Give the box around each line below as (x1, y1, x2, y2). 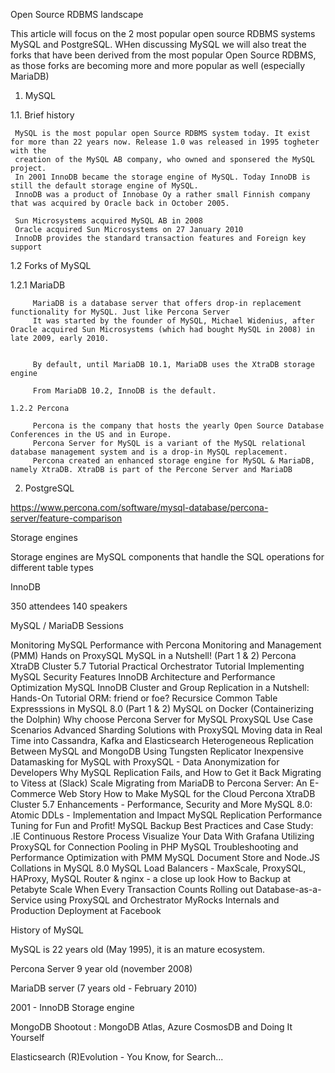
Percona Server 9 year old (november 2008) (10, 963, 193, 974)
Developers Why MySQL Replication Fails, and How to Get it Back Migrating (10, 767, 322, 778)
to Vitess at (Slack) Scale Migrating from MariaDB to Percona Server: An (10, 777, 308, 789)
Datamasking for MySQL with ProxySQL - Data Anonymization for (10, 756, 280, 768)
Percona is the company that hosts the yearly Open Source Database (32, 421, 325, 431)
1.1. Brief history (10, 109, 75, 121)
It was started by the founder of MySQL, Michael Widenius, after (32, 316, 315, 326)
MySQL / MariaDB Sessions (10, 620, 124, 631)
